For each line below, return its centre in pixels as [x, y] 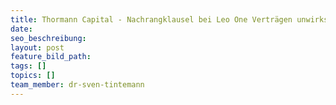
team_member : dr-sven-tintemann [77, 85]
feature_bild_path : [51, 57]
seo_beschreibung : [48, 38]
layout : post [37, 47]
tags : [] [28, 66]
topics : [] [33, 76]
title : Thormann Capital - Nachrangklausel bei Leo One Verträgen [151, 19]
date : [21, 29]
